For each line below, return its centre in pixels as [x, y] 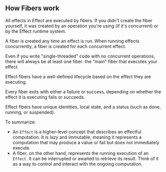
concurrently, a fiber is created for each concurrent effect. [66, 46]
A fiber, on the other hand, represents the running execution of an [80, 153]
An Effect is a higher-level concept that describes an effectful [77, 132]
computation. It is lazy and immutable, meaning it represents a [77, 137]
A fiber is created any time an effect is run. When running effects [72, 41]
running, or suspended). [30, 112]
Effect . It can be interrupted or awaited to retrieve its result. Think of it [86, 158]
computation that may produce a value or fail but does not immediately [86, 142]
